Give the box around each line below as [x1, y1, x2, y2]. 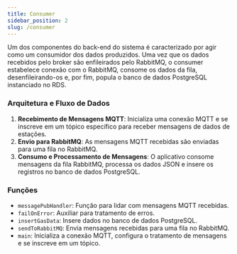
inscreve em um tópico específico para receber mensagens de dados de [17, 122, 231, 131]
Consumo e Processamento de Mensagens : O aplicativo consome [17, 152, 214, 160]
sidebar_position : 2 [7, 17, 69, 24]
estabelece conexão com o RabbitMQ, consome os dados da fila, [7, 65, 197, 74]
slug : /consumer [7, 23, 55, 31]
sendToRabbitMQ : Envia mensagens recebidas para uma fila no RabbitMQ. [17, 223, 229, 232]
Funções [7, 185, 38, 195]
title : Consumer [7, 10, 55, 18]
